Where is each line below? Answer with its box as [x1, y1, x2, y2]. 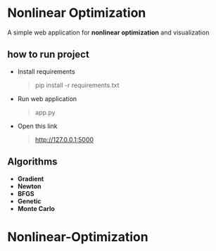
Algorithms [7, 156, 58, 168]
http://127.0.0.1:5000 [34, 135, 94, 143]
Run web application [17, 94, 77, 103]
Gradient [17, 174, 44, 183]
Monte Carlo [17, 204, 55, 212]
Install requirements [17, 67, 75, 75]
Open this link [17, 122, 58, 130]
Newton [17, 181, 42, 191]
